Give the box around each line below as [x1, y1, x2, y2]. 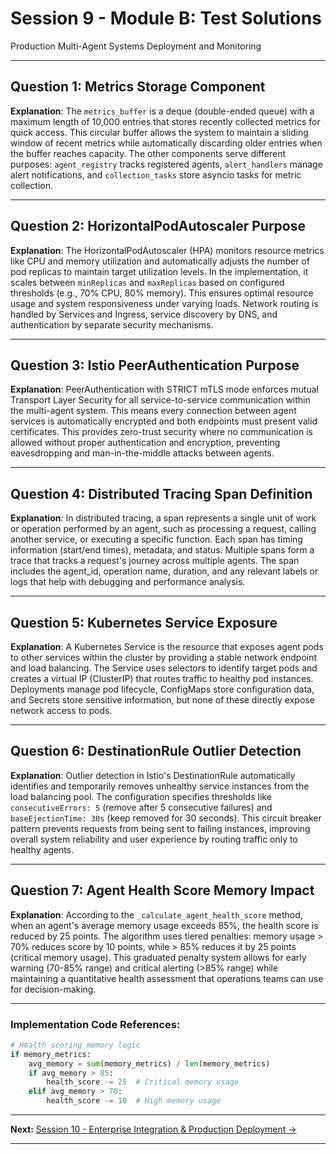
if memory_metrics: [10, 1049, 92, 1059]
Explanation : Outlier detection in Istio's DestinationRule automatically [10, 769, 296, 781]
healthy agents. [10, 843, 75, 856]
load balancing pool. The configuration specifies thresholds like [10, 790, 272, 802]
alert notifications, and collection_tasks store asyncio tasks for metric [10, 168, 302, 181]
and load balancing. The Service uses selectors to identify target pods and [10, 662, 318, 674]
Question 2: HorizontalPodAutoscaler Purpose [10, 218, 306, 235]
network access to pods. [10, 705, 113, 716]
